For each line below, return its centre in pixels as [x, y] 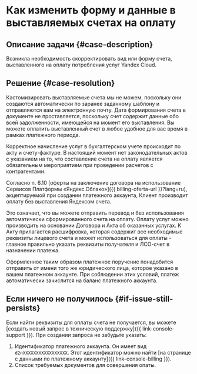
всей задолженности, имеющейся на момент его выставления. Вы [90, 122]
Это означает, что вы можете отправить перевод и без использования [95, 213]
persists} [23, 308]
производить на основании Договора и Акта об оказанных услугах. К [94, 225]
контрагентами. [26, 171]
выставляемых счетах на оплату [91, 23]
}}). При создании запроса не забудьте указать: [86, 335]
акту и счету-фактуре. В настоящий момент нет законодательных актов [97, 152]
